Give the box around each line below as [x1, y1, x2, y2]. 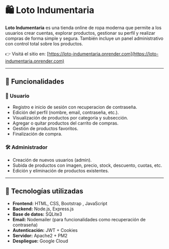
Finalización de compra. [12, 131, 63, 137]
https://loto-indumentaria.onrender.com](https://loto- [48, 50, 159, 56]
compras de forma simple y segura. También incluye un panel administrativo [5, 35, 163, 41]
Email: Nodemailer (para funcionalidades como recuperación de [12, 216, 146, 222]
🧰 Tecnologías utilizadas [5, 187, 83, 196]
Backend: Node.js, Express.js [12, 206, 74, 212]
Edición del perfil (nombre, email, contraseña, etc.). [12, 109, 119, 115]
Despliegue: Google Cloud [12, 238, 68, 244]
